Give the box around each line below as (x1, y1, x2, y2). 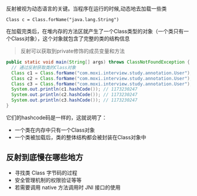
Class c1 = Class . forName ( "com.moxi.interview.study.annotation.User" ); (11, 70, 193, 76)
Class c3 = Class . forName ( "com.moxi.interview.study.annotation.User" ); (11, 81, 193, 87)
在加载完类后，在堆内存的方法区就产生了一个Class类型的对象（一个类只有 (6, 28, 184, 35)
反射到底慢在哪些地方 (6, 153, 83, 163)
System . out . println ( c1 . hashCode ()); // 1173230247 (11, 87, 138, 92)
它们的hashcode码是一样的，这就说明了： (6, 114, 107, 121)
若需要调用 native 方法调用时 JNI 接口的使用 (14, 184, 121, 191)
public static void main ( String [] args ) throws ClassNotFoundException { (6, 59, 191, 65)
